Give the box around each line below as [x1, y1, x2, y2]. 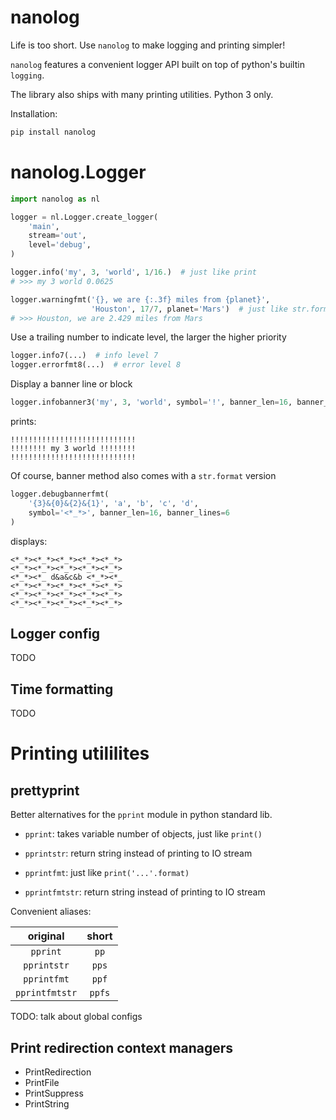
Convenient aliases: [10, 906, 92, 918]
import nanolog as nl [10, 194, 101, 204]
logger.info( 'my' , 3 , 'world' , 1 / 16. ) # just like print [10, 267, 257, 277]
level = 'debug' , [28, 240, 92, 250]
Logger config [10, 625, 101, 642]
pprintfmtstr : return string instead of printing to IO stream [24, 886, 266, 898]
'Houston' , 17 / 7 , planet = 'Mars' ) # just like [90, 304, 288, 314]
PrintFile [24, 1076, 60, 1088]
